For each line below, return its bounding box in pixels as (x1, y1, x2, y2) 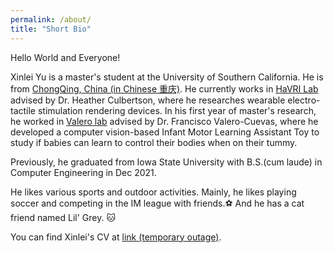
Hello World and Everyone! (10, 51, 121, 63)
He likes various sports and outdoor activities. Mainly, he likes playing (10, 186, 297, 198)
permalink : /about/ (10, 14, 92, 25)
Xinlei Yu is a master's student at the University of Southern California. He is (10, 71, 324, 83)
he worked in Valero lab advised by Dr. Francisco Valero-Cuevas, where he (10, 115, 319, 127)
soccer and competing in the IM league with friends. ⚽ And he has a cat (10, 197, 305, 209)
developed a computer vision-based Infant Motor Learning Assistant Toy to (10, 126, 320, 138)
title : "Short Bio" (10, 24, 92, 34)
